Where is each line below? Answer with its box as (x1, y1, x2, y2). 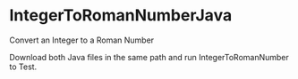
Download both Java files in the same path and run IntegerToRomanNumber (9, 51, 289, 62)
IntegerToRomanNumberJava (9, 5, 233, 26)
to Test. (9, 61, 38, 72)
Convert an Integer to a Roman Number (9, 35, 155, 45)
